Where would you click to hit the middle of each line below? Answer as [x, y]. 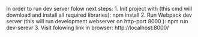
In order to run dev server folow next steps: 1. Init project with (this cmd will [99, 9]
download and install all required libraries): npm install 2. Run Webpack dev [99, 15]
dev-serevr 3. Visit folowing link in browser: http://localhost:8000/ [88, 27]
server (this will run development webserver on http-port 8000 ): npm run [97, 21]
